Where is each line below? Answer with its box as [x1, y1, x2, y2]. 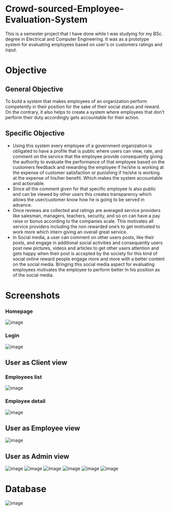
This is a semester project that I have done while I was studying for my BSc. [5, 30, 163, 37]
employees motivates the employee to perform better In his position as [12, 266, 160, 272]
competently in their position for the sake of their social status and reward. [5, 104, 160, 110]
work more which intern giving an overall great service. [12, 229, 128, 235]
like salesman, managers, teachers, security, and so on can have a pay [12, 213, 160, 219]
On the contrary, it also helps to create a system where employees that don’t [5, 109, 164, 115]
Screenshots [5, 290, 60, 301]
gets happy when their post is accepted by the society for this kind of [12, 250, 158, 256]
